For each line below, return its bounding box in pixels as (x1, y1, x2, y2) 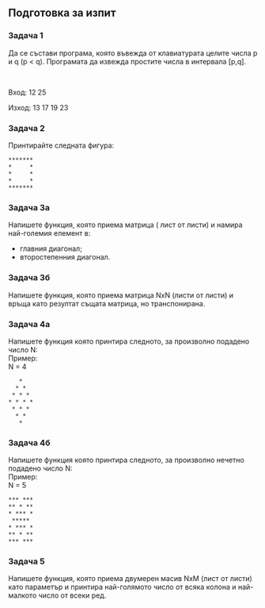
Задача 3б (8, 272, 51, 283)
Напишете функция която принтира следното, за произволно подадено (8, 337, 250, 346)
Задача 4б (8, 437, 51, 448)
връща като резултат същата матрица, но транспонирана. (8, 298, 206, 308)
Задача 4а (8, 318, 51, 329)
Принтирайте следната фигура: (8, 140, 115, 150)
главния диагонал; (19, 244, 83, 253)
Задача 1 (8, 30, 44, 41)
